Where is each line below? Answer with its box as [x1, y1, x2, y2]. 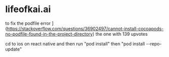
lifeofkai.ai [5, 4, 51, 15]
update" [5, 46, 22, 52]
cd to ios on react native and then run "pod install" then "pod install [5, 40, 145, 46]
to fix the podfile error [5, 20, 51, 26]
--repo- [146, 40, 162, 46]
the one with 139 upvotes [95, 31, 148, 37]
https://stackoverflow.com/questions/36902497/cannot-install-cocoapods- [7, 25, 164, 31]
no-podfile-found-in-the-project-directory [5, 31, 93, 37]
